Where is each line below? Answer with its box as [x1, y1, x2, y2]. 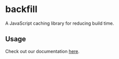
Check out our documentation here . [5, 48, 80, 54]
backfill [5, 4, 38, 15]
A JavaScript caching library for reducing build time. [5, 20, 114, 26]
